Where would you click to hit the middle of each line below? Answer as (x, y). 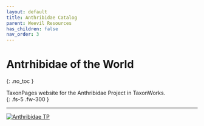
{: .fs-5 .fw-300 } (28, 99)
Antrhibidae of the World (70, 65)
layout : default (27, 12)
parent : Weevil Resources (39, 23)
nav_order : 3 (23, 35)
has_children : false (32, 29)
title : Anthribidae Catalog (42, 18)
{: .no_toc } (20, 81)
